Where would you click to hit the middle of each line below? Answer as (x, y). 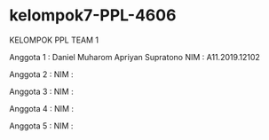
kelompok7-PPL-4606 (93, 16)
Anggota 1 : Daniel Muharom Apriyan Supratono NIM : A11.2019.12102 (134, 57)
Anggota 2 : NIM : (41, 74)
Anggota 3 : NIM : (41, 91)
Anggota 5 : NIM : (41, 126)
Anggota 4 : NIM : (41, 108)
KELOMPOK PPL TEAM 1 (54, 40)
